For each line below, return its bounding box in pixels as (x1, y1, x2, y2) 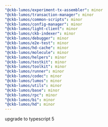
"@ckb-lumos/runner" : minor (5, 69, 65, 74)
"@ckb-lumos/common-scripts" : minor (5, 17, 83, 22)
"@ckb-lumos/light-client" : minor (5, 26, 78, 31)
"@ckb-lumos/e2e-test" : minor (5, 41, 69, 46)
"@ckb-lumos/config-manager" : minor (5, 21, 83, 27)
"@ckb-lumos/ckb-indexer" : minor (5, 31, 76, 36)
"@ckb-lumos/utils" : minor (5, 83, 62, 88)
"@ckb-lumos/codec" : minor (5, 74, 62, 79)
